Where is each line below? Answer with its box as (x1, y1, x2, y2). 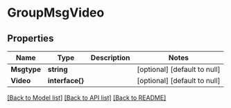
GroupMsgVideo (7, 5, 105, 21)
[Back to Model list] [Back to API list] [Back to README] (7, 93, 166, 102)
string (47, 64, 68, 74)
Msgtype (10, 64, 42, 74)
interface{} (47, 76, 85, 85)
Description (90, 53, 130, 62)
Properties (7, 33, 54, 44)
